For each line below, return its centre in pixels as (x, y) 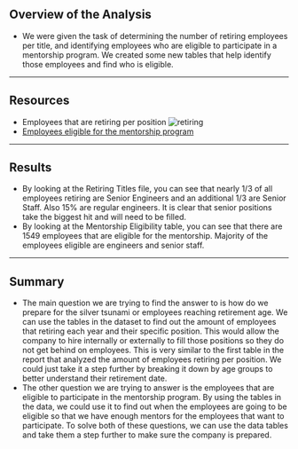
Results (31, 168)
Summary (37, 282)
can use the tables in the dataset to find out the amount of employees (149, 322)
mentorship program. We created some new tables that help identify (147, 55)
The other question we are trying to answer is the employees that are (148, 388)
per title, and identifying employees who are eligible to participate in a (149, 45)
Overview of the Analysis (81, 15)
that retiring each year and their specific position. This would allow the (150, 331)
